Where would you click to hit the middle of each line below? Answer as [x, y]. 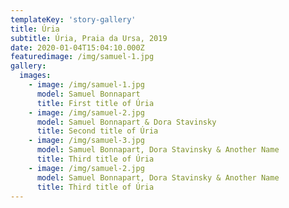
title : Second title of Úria [97, 131]
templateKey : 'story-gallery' [73, 19]
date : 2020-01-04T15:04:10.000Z [77, 47]
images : [35, 76]
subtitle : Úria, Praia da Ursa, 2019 [89, 38]
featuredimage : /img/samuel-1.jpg [82, 57]
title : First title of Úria [95, 103]
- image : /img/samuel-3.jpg [86, 141]
